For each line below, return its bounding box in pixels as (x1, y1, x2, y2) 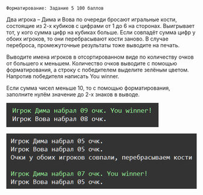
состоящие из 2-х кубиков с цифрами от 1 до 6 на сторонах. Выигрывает (6, 22, 195, 29)
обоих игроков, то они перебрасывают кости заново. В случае (6, 35, 169, 42)
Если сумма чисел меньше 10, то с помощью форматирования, (6, 84, 170, 91)
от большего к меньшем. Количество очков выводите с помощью (6, 60, 177, 67)
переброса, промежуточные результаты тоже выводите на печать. (6, 42, 180, 48)
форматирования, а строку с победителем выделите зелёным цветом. (6, 66, 189, 73)
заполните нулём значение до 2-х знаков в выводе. (6, 91, 140, 98)
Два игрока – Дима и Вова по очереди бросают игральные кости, (6, 16, 177, 23)
